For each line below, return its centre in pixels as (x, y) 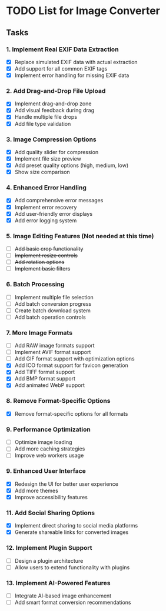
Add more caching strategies (50, 449)
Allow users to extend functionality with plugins (72, 567)
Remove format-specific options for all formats (71, 413)
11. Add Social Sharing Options (51, 513)
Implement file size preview (48, 158)
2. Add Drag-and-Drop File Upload (56, 91)
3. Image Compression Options (51, 139)
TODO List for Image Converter (83, 11)
